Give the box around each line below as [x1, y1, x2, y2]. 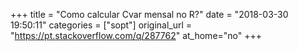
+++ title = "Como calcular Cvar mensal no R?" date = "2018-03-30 [10, 9, 289, 20]
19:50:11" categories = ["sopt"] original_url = [10, 19, 193, 31]
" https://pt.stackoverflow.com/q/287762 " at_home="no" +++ [10, 30, 263, 41]
